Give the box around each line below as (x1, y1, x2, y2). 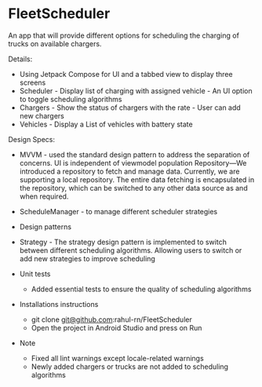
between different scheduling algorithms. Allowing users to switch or (19, 245, 242, 255)
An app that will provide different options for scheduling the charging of (8, 31, 239, 40)
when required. (19, 192, 69, 201)
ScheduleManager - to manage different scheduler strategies (19, 206, 218, 216)
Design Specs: (8, 134, 55, 144)
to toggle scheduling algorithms (19, 94, 122, 104)
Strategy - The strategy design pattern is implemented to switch (19, 237, 227, 246)
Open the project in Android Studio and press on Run (31, 323, 202, 332)
